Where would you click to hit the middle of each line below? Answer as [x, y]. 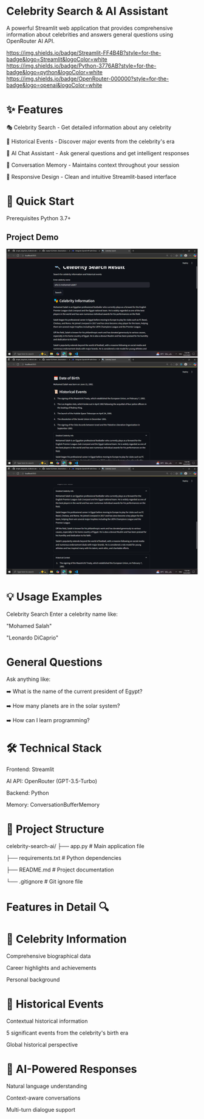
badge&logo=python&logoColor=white [55, 72]
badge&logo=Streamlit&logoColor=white [57, 59]
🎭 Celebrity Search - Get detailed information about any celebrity [89, 127]
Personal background [33, 980]
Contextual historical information [47, 1021]
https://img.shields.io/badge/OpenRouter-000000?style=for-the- [88, 78]
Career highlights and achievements [51, 968]
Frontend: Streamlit [30, 769]
